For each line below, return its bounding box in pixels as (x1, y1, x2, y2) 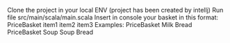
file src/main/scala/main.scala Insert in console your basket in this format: (7, 13, 219, 21)
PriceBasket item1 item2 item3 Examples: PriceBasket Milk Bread (7, 21, 192, 28)
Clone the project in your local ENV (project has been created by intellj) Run (7, 6, 224, 14)
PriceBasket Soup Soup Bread (7, 28, 94, 36)
